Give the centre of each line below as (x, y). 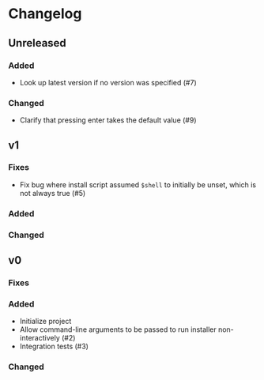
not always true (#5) (53, 193)
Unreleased (38, 43)
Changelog (45, 14)
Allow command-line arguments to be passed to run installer (118, 329)
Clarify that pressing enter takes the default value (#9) (108, 120)
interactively (40, 338)
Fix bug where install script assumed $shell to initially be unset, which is (138, 184)
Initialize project (45, 322)
